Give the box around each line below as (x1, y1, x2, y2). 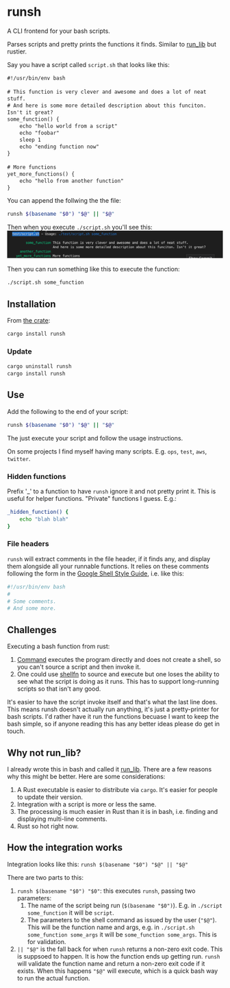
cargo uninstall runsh (7, 363, 72, 370)
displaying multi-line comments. (16, 815, 107, 823)
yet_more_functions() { (7, 171, 75, 177)
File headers (7, 539, 49, 549)
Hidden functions (7, 471, 66, 481)
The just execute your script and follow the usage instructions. (7, 434, 183, 442)
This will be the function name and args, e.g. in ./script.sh (27, 923, 195, 931)
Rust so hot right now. (16, 822, 79, 830)
